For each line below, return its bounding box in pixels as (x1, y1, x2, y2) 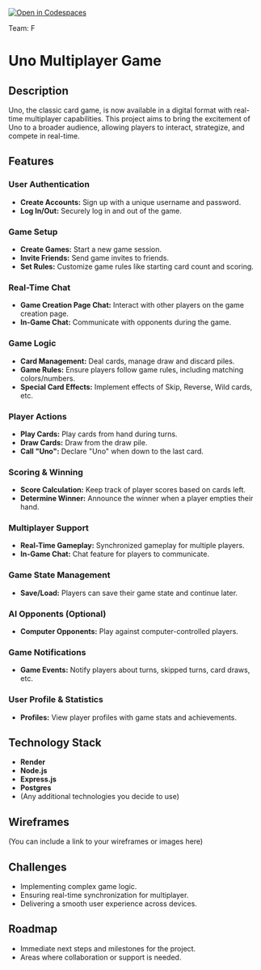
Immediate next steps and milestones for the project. (19, 943, 196, 953)
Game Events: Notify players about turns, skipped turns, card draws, (19, 665, 250, 675)
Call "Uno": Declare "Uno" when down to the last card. (19, 446, 204, 456)
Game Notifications (8, 646, 86, 657)
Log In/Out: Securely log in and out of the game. (19, 206, 182, 215)
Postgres (19, 783, 52, 793)
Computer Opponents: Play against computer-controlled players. (19, 627, 238, 636)
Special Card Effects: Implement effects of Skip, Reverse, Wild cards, (19, 381, 253, 392)
